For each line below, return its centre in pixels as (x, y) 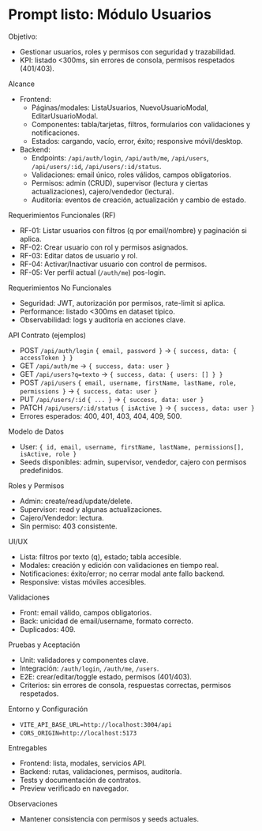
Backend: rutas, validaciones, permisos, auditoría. (101, 771)
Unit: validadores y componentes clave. (84, 660)
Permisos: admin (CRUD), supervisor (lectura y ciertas (120, 182)
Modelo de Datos (36, 431)
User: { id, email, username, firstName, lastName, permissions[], (132, 446)
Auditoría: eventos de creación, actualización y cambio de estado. (138, 200)
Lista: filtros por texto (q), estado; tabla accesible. (100, 557)
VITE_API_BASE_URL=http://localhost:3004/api (95, 724)
